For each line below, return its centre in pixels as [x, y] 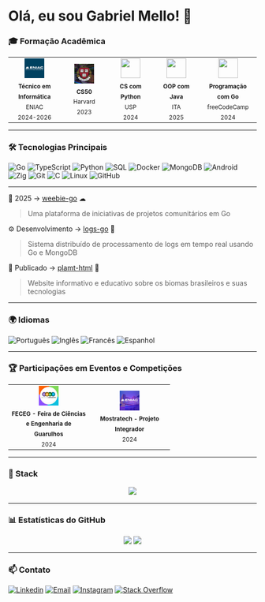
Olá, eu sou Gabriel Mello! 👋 [100, 16]
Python [131, 97]
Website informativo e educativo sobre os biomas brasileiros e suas [137, 283]
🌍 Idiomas [29, 320]
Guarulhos [49, 434]
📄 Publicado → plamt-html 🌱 [54, 268]
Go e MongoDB [52, 252]
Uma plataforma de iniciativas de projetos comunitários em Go [129, 214]
